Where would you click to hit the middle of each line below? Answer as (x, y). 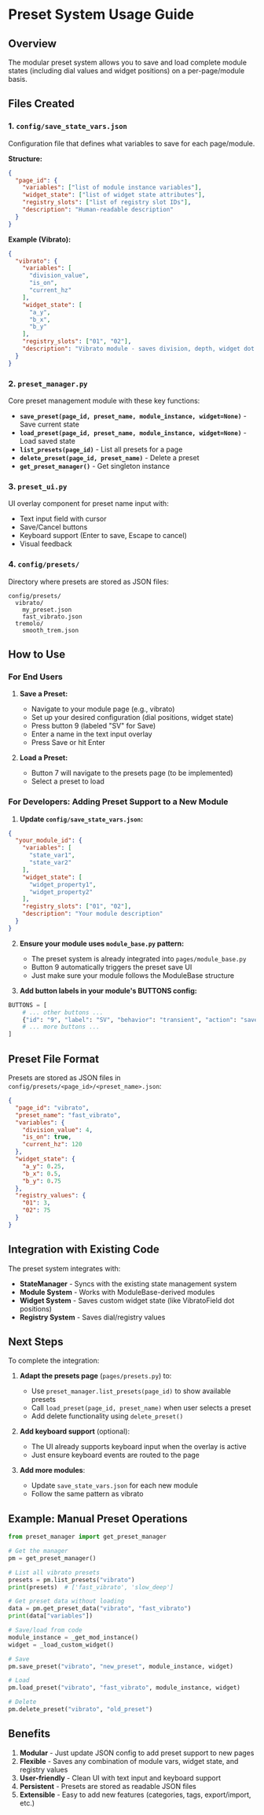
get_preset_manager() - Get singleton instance (95, 466)
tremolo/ (29, 623)
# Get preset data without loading (66, 1601)
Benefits (29, 1734)
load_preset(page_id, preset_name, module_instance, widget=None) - (133, 432)
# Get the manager (38, 1551)
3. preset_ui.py (38, 486)
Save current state (49, 424)
